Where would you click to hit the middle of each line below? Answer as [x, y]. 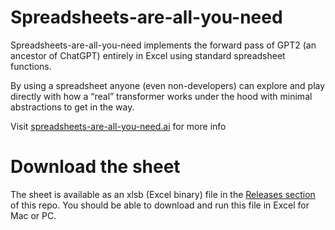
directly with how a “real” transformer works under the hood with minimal [161, 96]
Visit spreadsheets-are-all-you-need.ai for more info [118, 126]
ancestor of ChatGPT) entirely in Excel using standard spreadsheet [148, 55]
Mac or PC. [33, 215]
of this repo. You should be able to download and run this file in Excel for [160, 205]
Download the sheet [95, 167]
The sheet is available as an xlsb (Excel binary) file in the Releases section [163, 194]
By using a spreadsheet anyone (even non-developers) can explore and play [168, 85]
